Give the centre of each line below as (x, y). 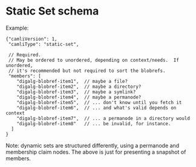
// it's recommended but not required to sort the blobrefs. (87, 71)
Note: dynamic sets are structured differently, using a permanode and (93, 145)
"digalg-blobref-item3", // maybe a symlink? (76, 92)
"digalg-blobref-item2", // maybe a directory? (79, 87)
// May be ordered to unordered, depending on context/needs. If (94, 60)
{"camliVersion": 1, (32, 39)
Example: (17, 28)
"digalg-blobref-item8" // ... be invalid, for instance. (94, 123)
